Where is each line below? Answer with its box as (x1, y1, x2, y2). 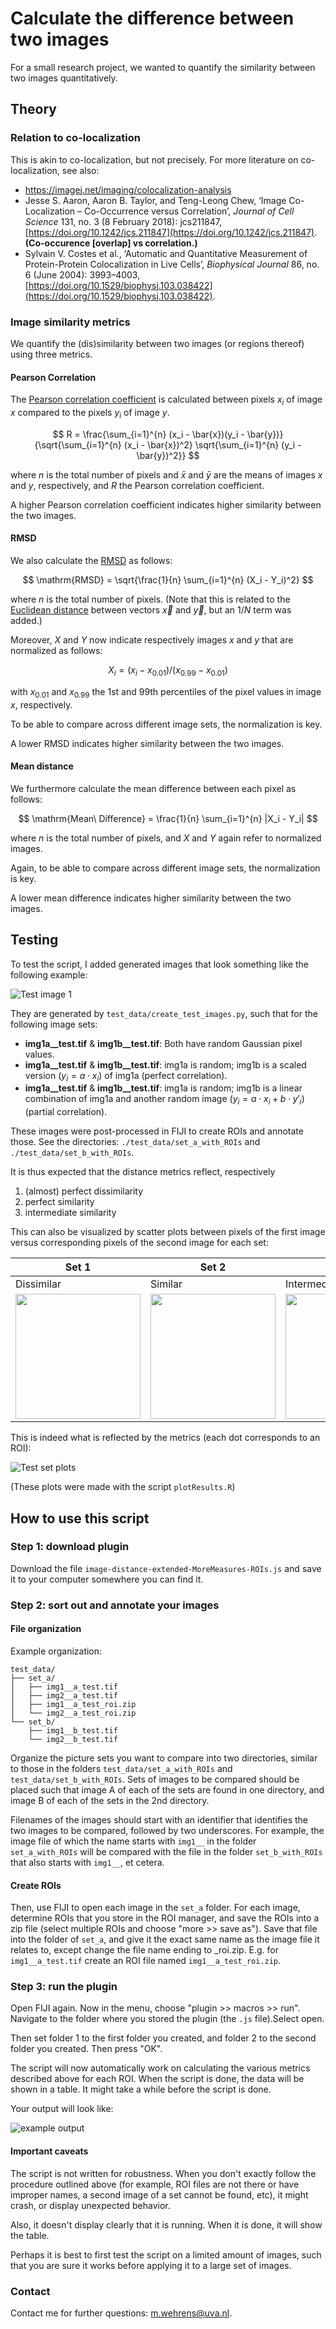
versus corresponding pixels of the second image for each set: (10, 1237, 269, 1249)
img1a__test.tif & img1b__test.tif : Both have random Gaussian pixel (24, 1037, 303, 1049)
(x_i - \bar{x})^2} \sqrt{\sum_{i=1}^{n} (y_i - (123, 438, 302, 451)
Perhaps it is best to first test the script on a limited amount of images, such (10, 2248, 322, 2261)
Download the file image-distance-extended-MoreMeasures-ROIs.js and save (10, 1562, 322, 1574)
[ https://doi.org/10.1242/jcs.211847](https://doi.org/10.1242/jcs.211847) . (24, 226, 318, 238)
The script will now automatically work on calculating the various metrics (10, 2062, 311, 2074)
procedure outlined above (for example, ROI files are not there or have (10, 2178, 300, 2190)
